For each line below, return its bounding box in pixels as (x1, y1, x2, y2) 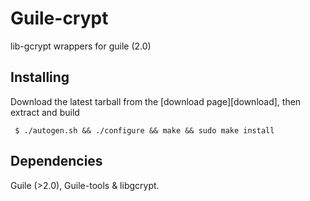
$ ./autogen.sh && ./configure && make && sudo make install (14, 125, 275, 136)
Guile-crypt (10, 7, 109, 30)
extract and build (10, 106, 80, 118)
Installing (10, 69, 70, 86)
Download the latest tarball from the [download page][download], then (10, 95, 302, 107)
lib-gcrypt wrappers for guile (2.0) (10, 40, 152, 52)
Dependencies (10, 153, 103, 170)
